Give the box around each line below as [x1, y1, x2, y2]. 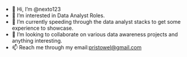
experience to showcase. [11, 24, 74, 31]
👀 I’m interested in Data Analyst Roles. [11, 12, 105, 19]
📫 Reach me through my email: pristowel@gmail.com [11, 44, 142, 50]
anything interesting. [11, 37, 62, 44]
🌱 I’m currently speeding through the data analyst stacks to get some [11, 18, 181, 25]
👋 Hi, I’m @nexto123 [11, 6, 61, 12]
